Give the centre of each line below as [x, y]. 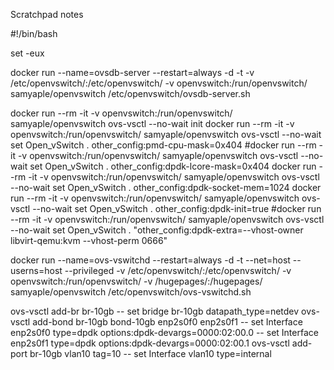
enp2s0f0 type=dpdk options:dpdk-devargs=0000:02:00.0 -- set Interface [164, 332]
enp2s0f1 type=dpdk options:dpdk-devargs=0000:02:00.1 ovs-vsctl [150, 343]
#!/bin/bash [34, 33]
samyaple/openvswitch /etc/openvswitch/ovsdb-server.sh [130, 93]
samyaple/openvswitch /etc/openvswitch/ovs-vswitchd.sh [131, 292]
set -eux [27, 53]
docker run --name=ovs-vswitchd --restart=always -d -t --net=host [150, 260]
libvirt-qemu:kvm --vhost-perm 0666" [89, 240]
